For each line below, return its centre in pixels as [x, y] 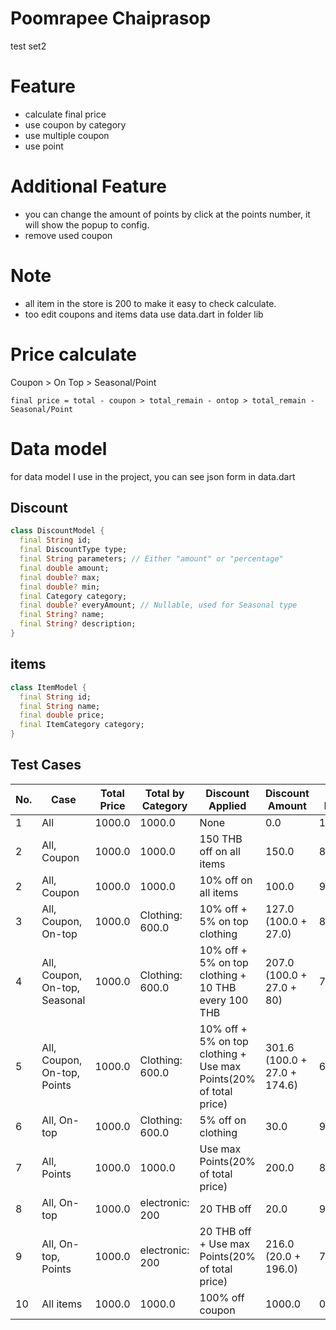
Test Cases [46, 765]
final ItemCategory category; [82, 725]
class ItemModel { [48, 687]
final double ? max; [60, 577]
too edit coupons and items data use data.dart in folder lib [144, 314]
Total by [164, 793]
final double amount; [64, 568]
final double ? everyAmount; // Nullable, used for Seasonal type [158, 605]
